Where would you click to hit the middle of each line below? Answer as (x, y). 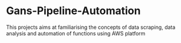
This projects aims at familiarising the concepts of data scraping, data (91, 27)
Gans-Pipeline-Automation (73, 11)
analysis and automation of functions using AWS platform (76, 33)
